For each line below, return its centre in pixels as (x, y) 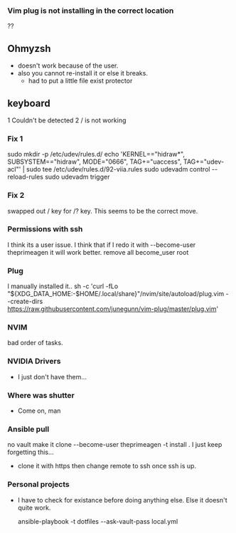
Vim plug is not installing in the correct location (91, 11)
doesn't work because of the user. (68, 65)
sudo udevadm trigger (77, 177)
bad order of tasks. (35, 343)
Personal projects (38, 485)
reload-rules (26, 177)
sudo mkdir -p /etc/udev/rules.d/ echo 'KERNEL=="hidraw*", (96, 154)
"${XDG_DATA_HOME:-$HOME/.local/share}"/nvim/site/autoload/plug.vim (116, 294)
